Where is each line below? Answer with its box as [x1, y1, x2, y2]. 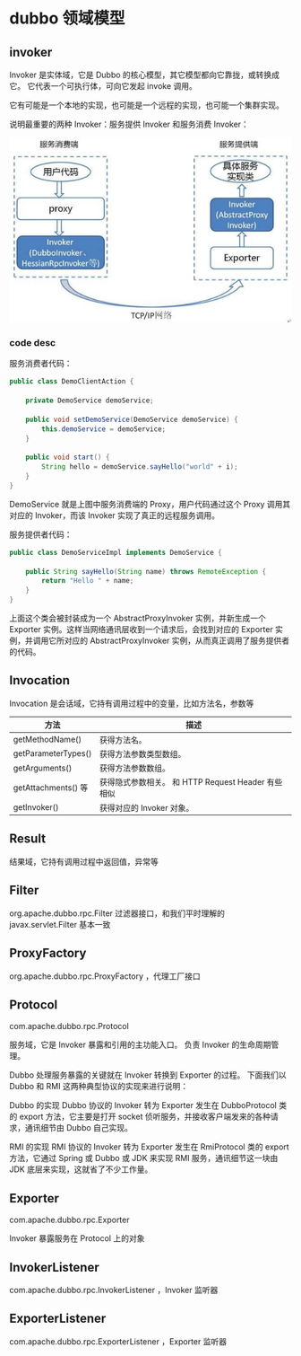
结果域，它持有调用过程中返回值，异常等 [9, 856, 159, 867]
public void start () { [25, 453, 110, 462]
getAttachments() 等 [13, 782, 89, 793]
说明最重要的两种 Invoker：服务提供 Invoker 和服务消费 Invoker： [9, 119, 249, 129]
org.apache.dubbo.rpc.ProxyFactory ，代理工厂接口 [9, 971, 202, 982]
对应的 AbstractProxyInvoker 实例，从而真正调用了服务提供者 [64, 635, 290, 647]
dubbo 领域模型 [9, 8, 125, 29]
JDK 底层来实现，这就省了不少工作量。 [9, 1164, 153, 1175]
